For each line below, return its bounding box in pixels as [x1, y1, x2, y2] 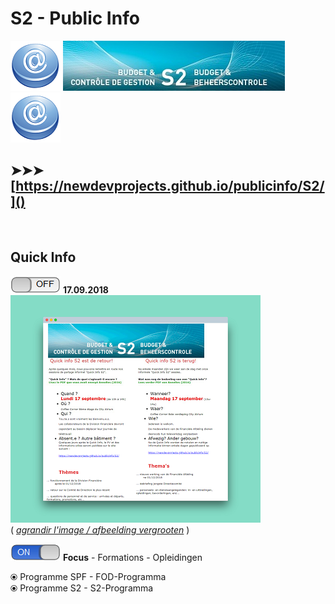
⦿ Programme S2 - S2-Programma [10, 582, 154, 594]
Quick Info [10, 249, 77, 266]
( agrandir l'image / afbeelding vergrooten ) [10, 523, 190, 536]
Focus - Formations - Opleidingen [62, 551, 203, 563]
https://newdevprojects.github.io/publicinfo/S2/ [15, 178, 325, 195]
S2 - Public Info [10, 7, 140, 30]
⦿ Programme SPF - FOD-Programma [10, 570, 167, 582]
